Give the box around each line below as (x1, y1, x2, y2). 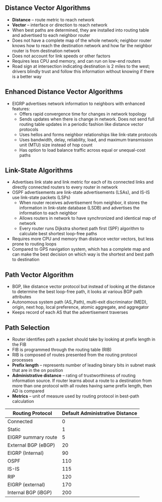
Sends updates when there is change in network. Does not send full (19, 116, 155, 122)
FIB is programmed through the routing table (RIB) (12, 347, 112, 353)
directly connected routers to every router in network (12, 184, 118, 190)
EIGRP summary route (7, 434, 58, 441)
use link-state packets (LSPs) (12, 194, 71, 201)
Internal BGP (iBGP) (7, 489, 52, 496)
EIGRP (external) (7, 481, 45, 488)
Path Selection (5, 323, 50, 332)
